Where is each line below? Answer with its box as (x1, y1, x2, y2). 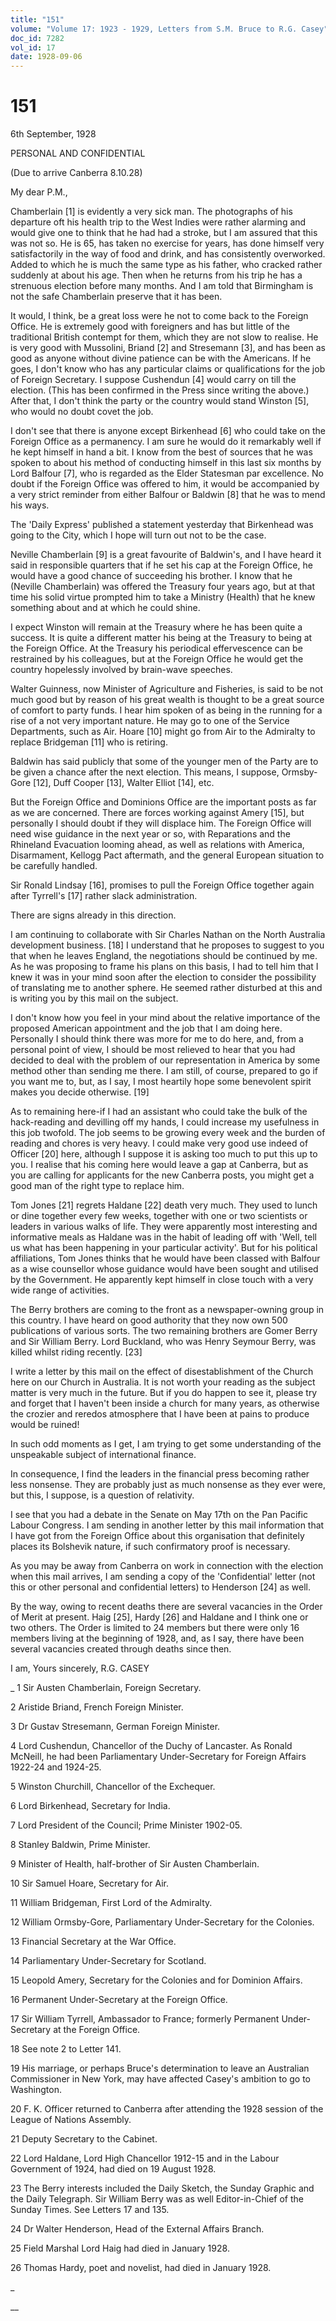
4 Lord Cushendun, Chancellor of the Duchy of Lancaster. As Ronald (10, 1740, 293, 1752)
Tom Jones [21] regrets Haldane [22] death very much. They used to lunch (10, 1199, 318, 1211)
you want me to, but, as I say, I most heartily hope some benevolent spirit (10, 1076, 312, 1088)
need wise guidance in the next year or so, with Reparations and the (10, 828, 291, 840)
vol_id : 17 (10, 42, 56, 53)
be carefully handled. (10, 860, 98, 872)
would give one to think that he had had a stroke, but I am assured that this (10, 227, 318, 239)
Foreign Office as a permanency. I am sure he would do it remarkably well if (10, 436, 322, 448)
